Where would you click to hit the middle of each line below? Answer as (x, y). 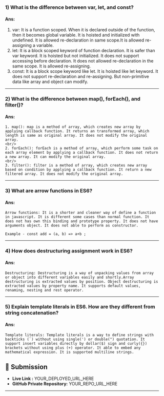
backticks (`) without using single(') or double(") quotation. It (75, 339)
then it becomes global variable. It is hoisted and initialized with (76, 35)
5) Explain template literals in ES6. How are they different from (80, 307)
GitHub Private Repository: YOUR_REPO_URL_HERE (65, 384)
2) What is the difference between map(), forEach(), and (73, 99)
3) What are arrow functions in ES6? (49, 191)
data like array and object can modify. (50, 82)
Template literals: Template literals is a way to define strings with (79, 335)
